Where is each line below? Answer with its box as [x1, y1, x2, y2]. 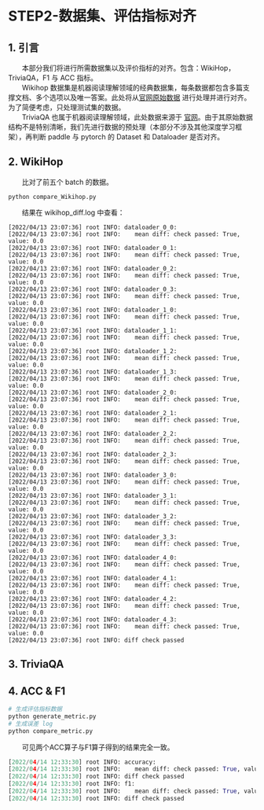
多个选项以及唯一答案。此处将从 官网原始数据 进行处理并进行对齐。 [35, 93, 251, 102]
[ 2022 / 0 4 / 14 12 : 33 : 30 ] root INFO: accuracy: [8, 758, 156, 766]
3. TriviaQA [8, 657, 64, 671]
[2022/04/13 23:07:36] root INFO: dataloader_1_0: [8, 306, 178, 314]
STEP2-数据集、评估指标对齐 [8, 7, 196, 25]
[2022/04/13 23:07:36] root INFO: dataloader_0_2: [8, 264, 178, 272]
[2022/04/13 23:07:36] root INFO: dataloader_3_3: [8, 532, 178, 541]
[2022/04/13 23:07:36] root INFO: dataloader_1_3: [8, 367, 178, 376]
